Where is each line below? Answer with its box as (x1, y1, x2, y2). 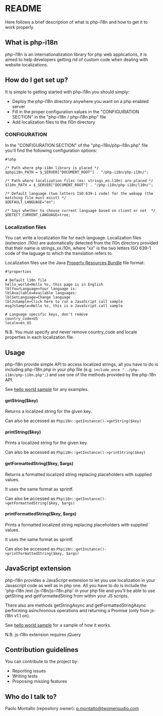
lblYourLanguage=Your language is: (5, 286, 77, 291)
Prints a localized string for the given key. (5, 440, 88, 446)
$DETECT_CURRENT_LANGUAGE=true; (5, 212, 71, 217)
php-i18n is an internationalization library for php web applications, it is (5, 51, 147, 57)
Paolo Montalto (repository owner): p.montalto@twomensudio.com (5, 706, 139, 712)
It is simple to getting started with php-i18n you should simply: (5, 89, 130, 95)
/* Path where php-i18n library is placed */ (5, 165, 99, 170)
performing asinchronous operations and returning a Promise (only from (5, 607, 150, 613)
